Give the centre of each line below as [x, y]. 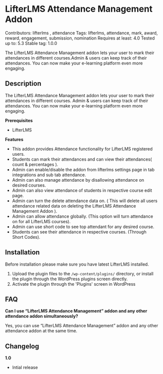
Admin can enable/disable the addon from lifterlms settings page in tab [83, 169]
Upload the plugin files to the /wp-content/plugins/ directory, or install [83, 273]
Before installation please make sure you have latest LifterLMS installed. [77, 264]
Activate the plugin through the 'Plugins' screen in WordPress [74, 284]
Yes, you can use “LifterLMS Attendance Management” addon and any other [81, 326]
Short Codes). [26, 237]
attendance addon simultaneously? [42, 316]
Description [23, 84]
